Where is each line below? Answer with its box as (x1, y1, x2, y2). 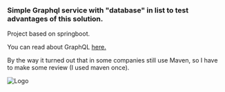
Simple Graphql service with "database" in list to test (7, 5, 188, 15)
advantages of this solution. (7, 14, 104, 23)
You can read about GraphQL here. (7, 43, 107, 51)
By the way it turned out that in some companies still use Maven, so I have (7, 56, 218, 65)
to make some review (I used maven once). (7, 64, 130, 72)
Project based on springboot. (7, 30, 90, 38)
